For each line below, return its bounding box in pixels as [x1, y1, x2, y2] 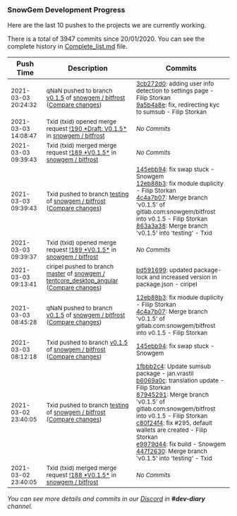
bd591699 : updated [136, 266, 193, 274]
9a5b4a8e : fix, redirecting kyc [136, 101, 220, 109]
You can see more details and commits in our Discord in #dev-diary [7, 495, 206, 503]
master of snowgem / [46, 270, 106, 278]
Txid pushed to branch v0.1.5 [46, 339, 128, 347]
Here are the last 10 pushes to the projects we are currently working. [7, 21, 207, 30]
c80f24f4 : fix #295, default [136, 419, 213, 427]
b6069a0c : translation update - [136, 377, 224, 385]
